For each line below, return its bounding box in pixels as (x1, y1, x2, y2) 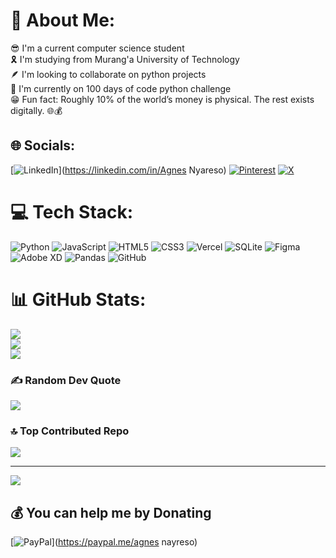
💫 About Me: (10, 9, 116, 32)
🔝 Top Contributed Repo (10, 424, 130, 438)
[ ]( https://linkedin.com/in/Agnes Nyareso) (10, 164, 227, 176)
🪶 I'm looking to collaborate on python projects (10, 68, 207, 80)
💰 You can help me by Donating (10, 504, 212, 521)
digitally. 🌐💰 (10, 104, 63, 116)
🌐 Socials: (10, 137, 76, 154)
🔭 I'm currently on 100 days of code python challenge (10, 82, 232, 94)
